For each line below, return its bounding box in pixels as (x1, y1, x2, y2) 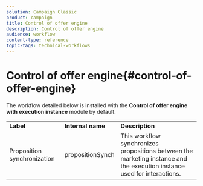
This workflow (120, 131, 161, 140)
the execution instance (120, 162, 185, 170)
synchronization (9, 154, 56, 162)
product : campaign (6, 15, 53, 21)
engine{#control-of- (87, 69, 192, 82)
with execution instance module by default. (6, 108, 116, 115)
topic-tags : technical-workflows (6, 43, 91, 49)
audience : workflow (6, 32, 56, 38)
